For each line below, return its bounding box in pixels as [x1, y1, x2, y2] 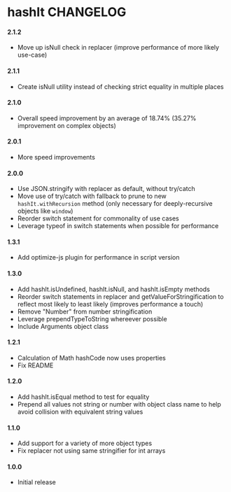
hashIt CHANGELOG [7, 4, 127, 20]
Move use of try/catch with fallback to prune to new [17, 192, 167, 200]
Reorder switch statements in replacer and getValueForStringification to [17, 292, 224, 301]
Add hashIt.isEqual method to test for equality [17, 393, 150, 401]
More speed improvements [17, 153, 96, 161]
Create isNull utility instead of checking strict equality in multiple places [17, 82, 224, 91]
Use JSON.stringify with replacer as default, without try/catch [17, 185, 195, 193]
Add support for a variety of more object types [17, 439, 153, 448]
